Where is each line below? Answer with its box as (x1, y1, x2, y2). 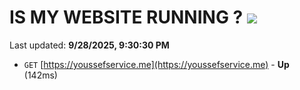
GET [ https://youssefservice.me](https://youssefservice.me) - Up (23, 58, 290, 70)
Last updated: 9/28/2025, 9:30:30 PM (9, 39, 170, 51)
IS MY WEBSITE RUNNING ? (9, 6, 244, 29)
